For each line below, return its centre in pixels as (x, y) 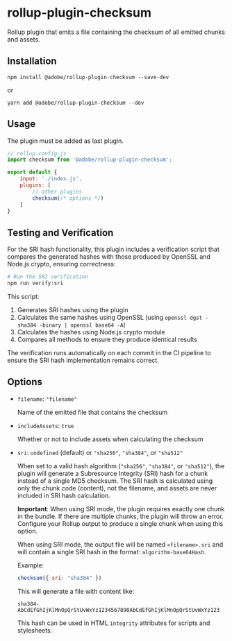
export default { (32, 172)
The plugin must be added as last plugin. (65, 141)
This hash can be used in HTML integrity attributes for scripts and (114, 623)
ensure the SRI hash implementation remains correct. (83, 360)
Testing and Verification (60, 233)
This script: (23, 297)
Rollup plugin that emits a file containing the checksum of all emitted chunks (116, 32)
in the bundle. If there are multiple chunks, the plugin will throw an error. (120, 516)
